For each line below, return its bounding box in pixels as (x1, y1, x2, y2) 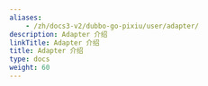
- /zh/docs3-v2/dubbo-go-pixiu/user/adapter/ (25, 21, 200, 30)
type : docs (9, 55, 50, 64)
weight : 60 (9, 64, 50, 73)
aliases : (9, 13, 42, 22)
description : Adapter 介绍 (9, 30, 108, 39)
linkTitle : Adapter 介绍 (9, 38, 100, 47)
